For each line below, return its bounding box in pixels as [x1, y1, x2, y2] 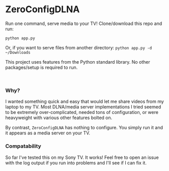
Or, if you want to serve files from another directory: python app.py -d [5, 44, 152, 50]
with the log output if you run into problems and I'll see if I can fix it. [5, 159, 147, 166]
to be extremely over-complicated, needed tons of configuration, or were [5, 109, 159, 116]
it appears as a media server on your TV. [5, 130, 91, 136]
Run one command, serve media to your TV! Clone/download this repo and [5, 20, 162, 26]
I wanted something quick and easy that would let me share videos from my [5, 98, 164, 105]
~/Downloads [5, 50, 31, 55]
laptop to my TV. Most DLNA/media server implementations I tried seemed [5, 104, 161, 110]
